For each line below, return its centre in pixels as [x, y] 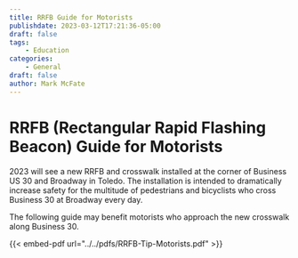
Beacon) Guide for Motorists [116, 146]
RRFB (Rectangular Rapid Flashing [138, 128]
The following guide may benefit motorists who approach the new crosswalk [149, 217]
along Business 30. [44, 226]
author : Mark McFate [48, 84]
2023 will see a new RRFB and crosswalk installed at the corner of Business [148, 171]
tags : [19, 42]
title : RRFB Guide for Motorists [71, 17]
